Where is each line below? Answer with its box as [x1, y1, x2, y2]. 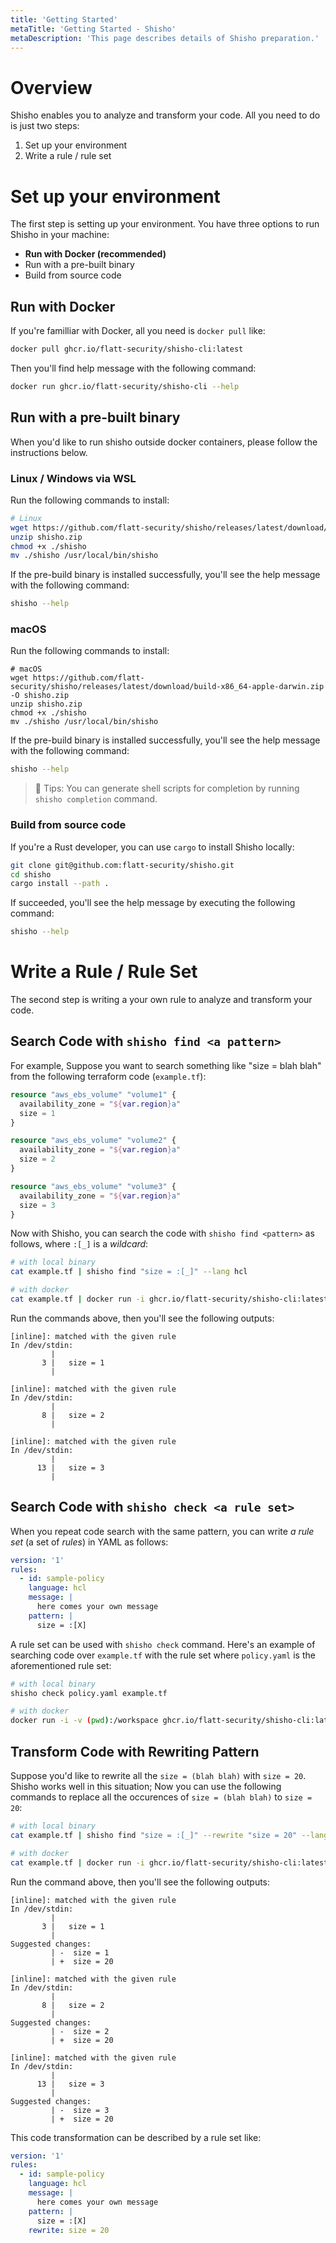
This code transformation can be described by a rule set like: [10, 2131, 262, 2143]
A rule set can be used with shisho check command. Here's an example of [10, 1638, 316, 1650]
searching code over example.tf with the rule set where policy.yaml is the [10, 1649, 316, 1661]
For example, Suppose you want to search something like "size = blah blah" [10, 1059, 322, 1071]
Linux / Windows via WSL [10, 471, 137, 485]
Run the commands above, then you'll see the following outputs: [10, 1312, 275, 1324]
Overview [10, 76, 93, 99]
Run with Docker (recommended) [24, 248, 167, 260]
